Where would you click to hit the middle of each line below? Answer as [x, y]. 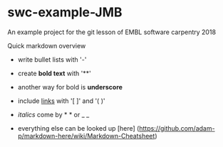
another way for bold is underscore [70, 87]
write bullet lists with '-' [52, 59]
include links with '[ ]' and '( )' [61, 101]
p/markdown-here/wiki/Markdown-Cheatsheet [86, 136]
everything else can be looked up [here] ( [78, 128]
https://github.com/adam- [177, 128]
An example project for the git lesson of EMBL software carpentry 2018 [111, 32]
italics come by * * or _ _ [53, 114]
